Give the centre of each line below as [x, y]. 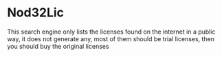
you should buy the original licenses [58, 46]
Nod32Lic [35, 13]
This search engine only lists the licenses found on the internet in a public [111, 32]
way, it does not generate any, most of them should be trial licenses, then [111, 38]
